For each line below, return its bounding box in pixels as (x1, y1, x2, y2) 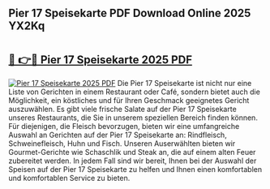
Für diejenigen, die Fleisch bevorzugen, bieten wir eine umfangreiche (8, 122, 240, 131)
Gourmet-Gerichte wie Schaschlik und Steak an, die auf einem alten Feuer (8, 148, 256, 157)
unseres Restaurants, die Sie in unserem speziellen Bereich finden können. (8, 113, 258, 122)
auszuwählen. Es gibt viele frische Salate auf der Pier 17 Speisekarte (8, 105, 237, 114)
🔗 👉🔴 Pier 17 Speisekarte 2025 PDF (8, 53, 193, 67)
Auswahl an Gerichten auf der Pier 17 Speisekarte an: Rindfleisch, (8, 130, 227, 140)
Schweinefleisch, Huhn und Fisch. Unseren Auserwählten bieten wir (8, 139, 236, 148)
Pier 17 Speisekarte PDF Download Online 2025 (8, 6, 251, 20)
